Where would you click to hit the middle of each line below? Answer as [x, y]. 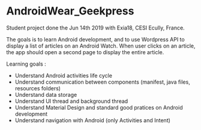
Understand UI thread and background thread [71, 101]
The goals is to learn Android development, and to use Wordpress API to [95, 39]
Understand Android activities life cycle [64, 75]
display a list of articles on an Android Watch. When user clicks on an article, [101, 46]
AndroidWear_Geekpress [70, 11]
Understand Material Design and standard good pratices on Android [99, 107]
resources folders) [38, 88]
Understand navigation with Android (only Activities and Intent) [93, 120]
